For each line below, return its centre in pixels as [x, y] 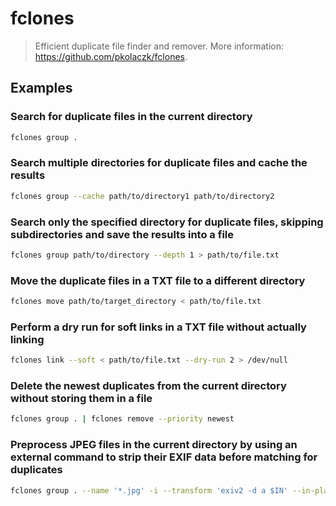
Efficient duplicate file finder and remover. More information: [159, 46]
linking [27, 339]
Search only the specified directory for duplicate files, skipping [167, 222]
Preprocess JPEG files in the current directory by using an [154, 445]
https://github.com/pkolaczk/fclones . [111, 56]
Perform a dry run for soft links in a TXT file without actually [158, 327]
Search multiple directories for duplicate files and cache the [159, 163]
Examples [41, 88]
